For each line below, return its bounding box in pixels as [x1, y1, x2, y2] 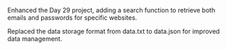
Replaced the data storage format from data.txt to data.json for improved [7, 27, 220, 35]
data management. [7, 35, 62, 43]
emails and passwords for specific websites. [7, 13, 138, 22]
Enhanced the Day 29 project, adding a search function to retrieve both [7, 6, 216, 14]
